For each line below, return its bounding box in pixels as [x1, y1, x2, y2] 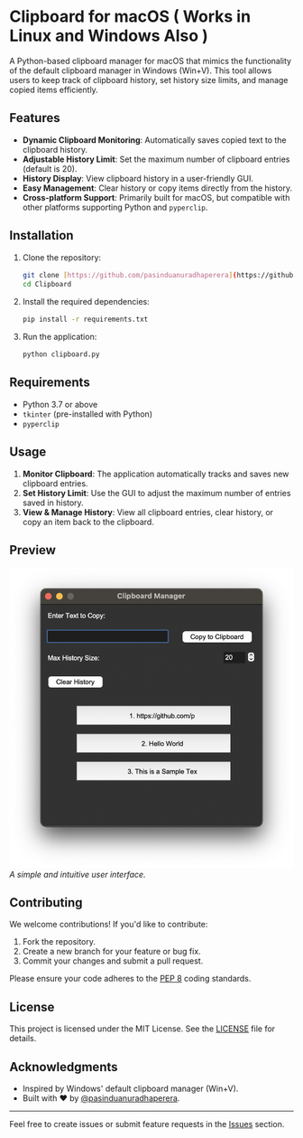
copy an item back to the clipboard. [22, 516, 155, 527]
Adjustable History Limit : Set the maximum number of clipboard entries [22, 154, 290, 165]
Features [9, 110, 60, 126]
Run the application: [22, 332, 97, 343]
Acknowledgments [9, 1059, 119, 1075]
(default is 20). [22, 163, 78, 174]
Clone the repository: [22, 251, 102, 263]
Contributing [9, 895, 83, 910]
